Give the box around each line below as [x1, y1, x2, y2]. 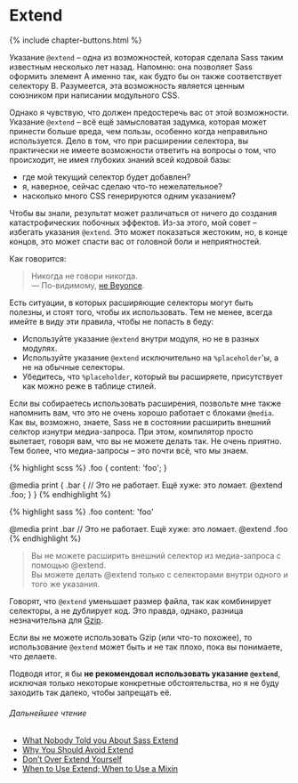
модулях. [21, 343, 58, 353]
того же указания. [30, 578, 101, 589]
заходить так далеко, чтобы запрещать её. [9, 687, 172, 698]
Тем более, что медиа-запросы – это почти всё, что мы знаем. [9, 445, 249, 456]
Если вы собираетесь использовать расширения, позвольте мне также [9, 398, 282, 408]
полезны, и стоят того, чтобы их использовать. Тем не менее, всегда [9, 306, 273, 317]
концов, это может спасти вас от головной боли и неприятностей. [9, 236, 262, 246]
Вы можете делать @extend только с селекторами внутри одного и [30, 569, 289, 579]
